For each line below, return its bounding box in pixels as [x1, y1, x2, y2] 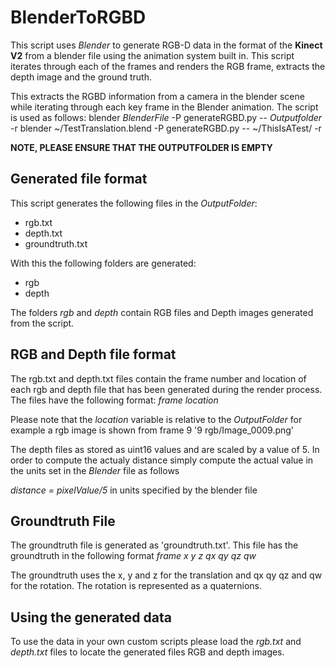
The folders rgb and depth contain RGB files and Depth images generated [10, 306, 314, 318]
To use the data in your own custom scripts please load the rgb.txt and [10, 636, 302, 648]
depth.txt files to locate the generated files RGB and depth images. [10, 646, 285, 658]
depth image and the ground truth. [10, 71, 153, 83]
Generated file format [10, 171, 148, 188]
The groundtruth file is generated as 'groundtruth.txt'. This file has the [10, 539, 299, 551]
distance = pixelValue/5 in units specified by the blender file [10, 484, 258, 496]
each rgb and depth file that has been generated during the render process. [10, 383, 323, 395]
